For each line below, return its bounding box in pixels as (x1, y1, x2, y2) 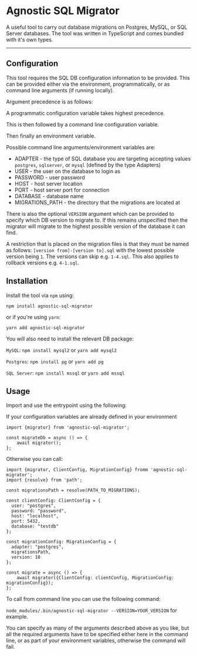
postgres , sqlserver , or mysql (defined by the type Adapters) (14, 161, 161, 168)
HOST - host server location (14, 180, 83, 187)
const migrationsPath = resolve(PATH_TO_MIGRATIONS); (6, 487, 141, 493)
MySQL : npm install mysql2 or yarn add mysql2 (6, 346, 117, 353)
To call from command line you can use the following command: (6, 596, 161, 603)
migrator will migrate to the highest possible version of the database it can (6, 222, 186, 230)
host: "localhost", (11, 513, 59, 519)
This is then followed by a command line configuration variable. (6, 121, 159, 128)
